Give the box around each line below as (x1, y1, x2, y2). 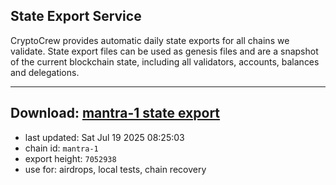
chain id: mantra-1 (24, 142, 99, 154)
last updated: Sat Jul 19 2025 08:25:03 (24, 131, 185, 143)
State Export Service (10, 8, 142, 25)
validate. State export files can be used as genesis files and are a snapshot (10, 45, 319, 57)
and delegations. (10, 66, 80, 78)
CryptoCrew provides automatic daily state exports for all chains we (10, 34, 290, 46)
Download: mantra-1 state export (10, 105, 221, 122)
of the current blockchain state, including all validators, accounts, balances (10, 55, 320, 68)
